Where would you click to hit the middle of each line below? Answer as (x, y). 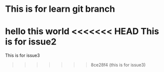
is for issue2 (31, 42)
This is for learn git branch (60, 9)
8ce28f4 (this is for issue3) (118, 65)
